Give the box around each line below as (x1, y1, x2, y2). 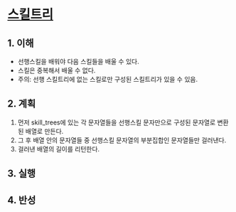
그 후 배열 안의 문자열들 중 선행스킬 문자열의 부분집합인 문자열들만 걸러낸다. (17, 136, 227, 144)
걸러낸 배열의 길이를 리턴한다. (17, 144, 100, 153)
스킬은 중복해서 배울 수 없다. (17, 66, 96, 75)
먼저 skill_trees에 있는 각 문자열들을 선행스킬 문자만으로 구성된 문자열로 (17, 118, 216, 127)
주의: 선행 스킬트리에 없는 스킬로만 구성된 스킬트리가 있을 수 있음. (17, 75, 198, 83)
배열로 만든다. (25, 127, 64, 135)
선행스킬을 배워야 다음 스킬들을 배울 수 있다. (17, 58, 140, 65)
